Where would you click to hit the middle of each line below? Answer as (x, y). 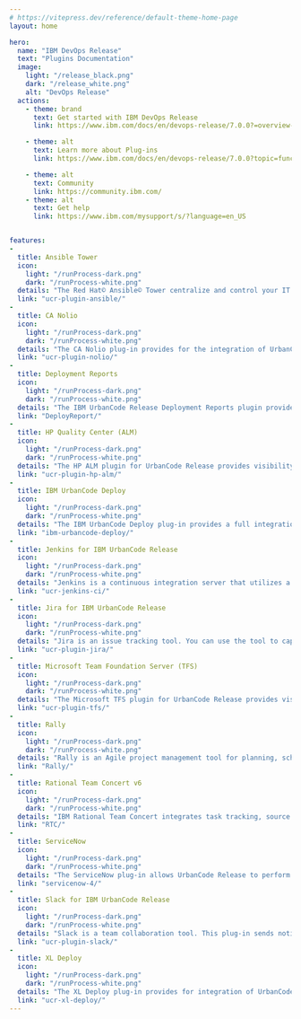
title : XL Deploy (50, 958)
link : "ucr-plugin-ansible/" (72, 299)
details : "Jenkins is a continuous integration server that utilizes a (154, 583)
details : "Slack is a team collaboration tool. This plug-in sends (146, 933)
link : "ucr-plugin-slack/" (68, 942)
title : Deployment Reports (68, 374)
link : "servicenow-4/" (60, 883)
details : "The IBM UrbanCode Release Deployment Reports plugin (140, 408)
